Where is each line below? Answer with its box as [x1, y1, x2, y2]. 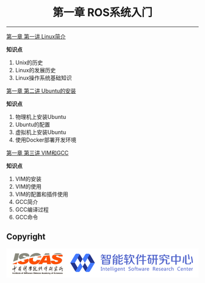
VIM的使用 [15, 183, 41, 190]
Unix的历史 [15, 59, 43, 66]
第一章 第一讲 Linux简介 [6, 32, 66, 40]
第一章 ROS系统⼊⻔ [52, 6, 153, 20]
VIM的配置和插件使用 [15, 191, 68, 198]
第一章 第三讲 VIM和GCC [6, 149, 69, 156]
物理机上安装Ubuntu [15, 113, 67, 120]
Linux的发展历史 [15, 66, 56, 74]
